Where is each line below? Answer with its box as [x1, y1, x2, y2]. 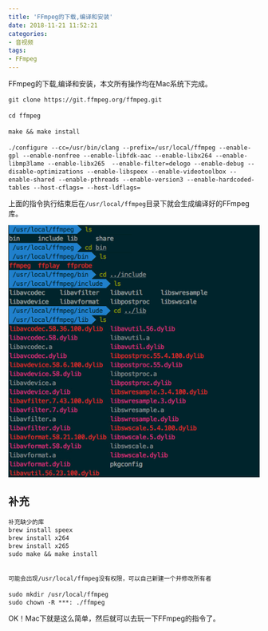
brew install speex [8, 526, 73, 534]
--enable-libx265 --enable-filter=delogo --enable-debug [47, 160, 245, 168]
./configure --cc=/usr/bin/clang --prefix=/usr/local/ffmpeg [8, 144, 216, 152]
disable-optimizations [8, 168, 84, 176]
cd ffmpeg [8, 112, 41, 120]
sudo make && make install [8, 550, 98, 558]
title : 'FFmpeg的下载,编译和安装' [8, 13, 113, 21]
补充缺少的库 [8, 518, 45, 526]
